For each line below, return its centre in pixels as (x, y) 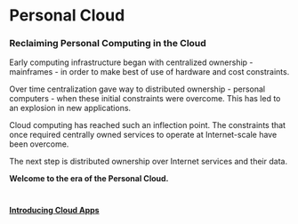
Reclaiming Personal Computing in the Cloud (108, 44)
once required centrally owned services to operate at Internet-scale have (143, 135)
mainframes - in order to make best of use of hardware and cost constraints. (149, 72)
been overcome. (39, 144)
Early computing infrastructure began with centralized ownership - (131, 62)
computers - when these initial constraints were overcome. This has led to (145, 99)
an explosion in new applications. (70, 108)
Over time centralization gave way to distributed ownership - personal (137, 89)
